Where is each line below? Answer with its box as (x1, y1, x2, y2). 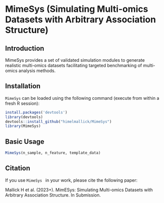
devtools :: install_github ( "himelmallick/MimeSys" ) (5, 119, 112, 124)
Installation (5, 82, 41, 90)
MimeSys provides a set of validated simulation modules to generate (5, 57, 145, 63)
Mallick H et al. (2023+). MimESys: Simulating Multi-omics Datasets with (5, 187, 153, 193)
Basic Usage (5, 137, 45, 146)
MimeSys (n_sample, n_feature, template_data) (5, 151, 101, 156)
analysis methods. (18, 68, 56, 74)
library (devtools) (5, 115, 43, 120)
